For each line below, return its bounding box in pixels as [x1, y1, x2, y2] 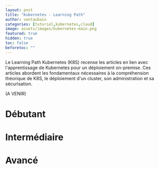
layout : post [5, 7, 33, 13]
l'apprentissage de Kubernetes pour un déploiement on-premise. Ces [5, 64, 151, 71]
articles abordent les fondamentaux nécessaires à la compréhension [5, 70, 149, 76]
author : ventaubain [5, 17, 47, 22]
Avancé [5, 155, 38, 166]
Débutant [5, 108, 46, 120]
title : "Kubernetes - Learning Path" [5, 12, 86, 17]
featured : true [5, 31, 38, 36]
